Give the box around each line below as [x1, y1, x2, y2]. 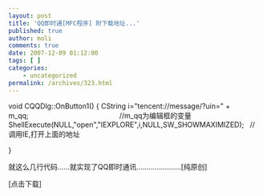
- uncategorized [22, 71, 78, 80]
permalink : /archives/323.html [8, 79, 113, 87]
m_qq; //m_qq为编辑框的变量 [8, 110, 192, 120]
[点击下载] [8, 178, 42, 189]
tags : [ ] [8, 57, 42, 65]
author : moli [8, 34, 52, 43]
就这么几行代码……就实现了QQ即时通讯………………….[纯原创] [8, 161, 208, 171]
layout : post [8, 11, 52, 20]
